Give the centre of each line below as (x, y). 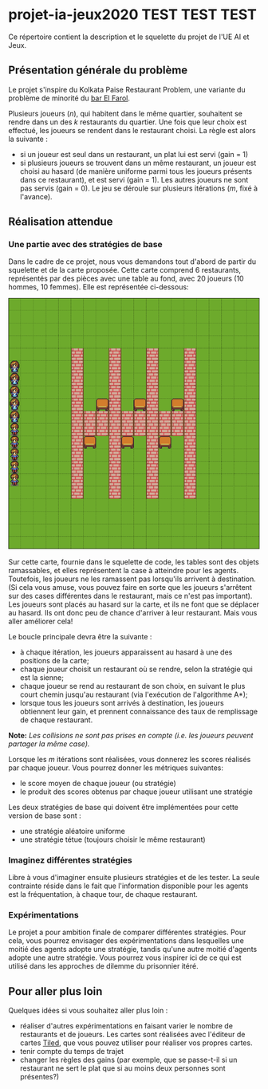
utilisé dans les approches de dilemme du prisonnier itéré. (103, 966)
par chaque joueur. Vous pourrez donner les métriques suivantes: (116, 768)
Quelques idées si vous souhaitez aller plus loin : (88, 1011)
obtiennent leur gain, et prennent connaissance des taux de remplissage (138, 711)
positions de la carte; (54, 660)
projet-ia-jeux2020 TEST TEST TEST (133, 15)
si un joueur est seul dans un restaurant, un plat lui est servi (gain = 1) (134, 154)
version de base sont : (45, 816)
